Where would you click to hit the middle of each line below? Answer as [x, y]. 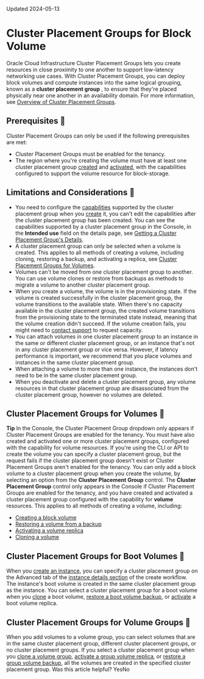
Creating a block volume [46, 518]
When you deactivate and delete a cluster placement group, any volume [105, 381]
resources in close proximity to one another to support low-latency [90, 69]
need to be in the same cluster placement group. [76, 375]
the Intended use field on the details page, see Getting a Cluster [96, 233]
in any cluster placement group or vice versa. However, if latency [97, 349]
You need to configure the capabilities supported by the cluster [94, 207]
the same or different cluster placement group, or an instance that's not [105, 343]
